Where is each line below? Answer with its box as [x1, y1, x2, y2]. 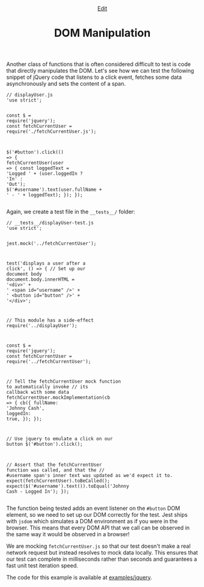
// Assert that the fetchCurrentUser [6, 462, 102, 468]
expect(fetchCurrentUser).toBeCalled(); [6, 478, 111, 484]
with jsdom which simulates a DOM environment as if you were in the [6, 517, 178, 525]
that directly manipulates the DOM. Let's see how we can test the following [6, 67, 194, 75]
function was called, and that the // [6, 467, 105, 473]
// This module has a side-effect [6, 317, 94, 323]
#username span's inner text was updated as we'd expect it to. [6, 472, 173, 478]
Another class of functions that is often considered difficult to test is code [6, 61, 191, 68]
